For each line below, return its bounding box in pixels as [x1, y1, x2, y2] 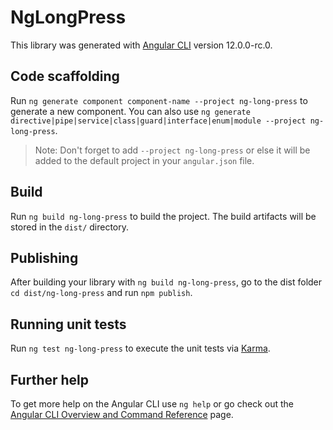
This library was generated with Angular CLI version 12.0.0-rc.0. [10, 39, 273, 51]
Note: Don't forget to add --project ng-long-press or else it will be [34, 144, 311, 156]
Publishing [10, 249, 79, 266]
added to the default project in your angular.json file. [34, 154, 255, 166]
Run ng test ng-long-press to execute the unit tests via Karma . [10, 342, 271, 355]
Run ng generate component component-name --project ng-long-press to [10, 94, 308, 106]
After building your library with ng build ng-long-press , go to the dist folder [10, 276, 323, 288]
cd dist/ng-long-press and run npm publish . [10, 287, 193, 299]
